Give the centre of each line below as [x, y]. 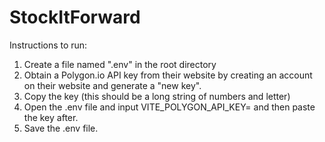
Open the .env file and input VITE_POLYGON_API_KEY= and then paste [169, 107]
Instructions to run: [48, 45]
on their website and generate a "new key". [112, 85]
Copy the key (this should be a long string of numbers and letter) [157, 96]
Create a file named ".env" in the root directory [120, 64]
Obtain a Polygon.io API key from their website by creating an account [168, 75]
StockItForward [75, 17]
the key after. [51, 117]
